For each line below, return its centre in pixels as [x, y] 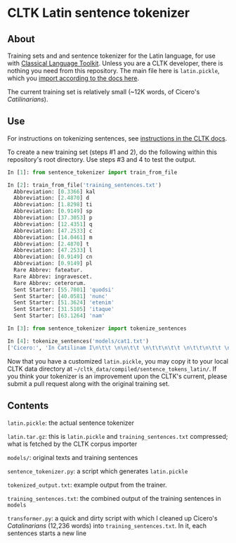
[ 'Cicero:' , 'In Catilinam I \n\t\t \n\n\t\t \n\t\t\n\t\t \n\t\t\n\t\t [114, 347]
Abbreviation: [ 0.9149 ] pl [53, 264]
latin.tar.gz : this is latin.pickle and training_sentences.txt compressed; [118, 436]
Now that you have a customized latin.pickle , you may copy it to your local [118, 361]
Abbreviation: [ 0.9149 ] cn [53, 257]
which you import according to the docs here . [73, 78]
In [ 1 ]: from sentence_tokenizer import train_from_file [92, 172]
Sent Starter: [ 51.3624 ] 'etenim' [64, 303]
